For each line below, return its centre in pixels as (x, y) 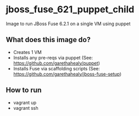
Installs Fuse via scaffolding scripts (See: (56, 68)
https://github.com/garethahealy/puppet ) (56, 63)
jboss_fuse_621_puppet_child (70, 9)
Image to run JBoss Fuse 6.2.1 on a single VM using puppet (68, 24)
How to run (24, 90)
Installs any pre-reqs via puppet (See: (53, 57)
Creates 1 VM (27, 52)
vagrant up (25, 102)
